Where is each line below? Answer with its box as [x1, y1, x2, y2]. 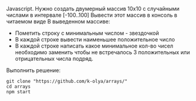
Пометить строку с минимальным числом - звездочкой [14, 29, 159, 37]
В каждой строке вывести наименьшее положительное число [14, 36, 176, 43]
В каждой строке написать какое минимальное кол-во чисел [14, 42, 173, 49]
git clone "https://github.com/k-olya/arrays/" [6, 78, 128, 84]
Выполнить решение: [6, 67, 61, 74]
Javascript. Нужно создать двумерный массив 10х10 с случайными [6, 5, 180, 12]
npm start [6, 89, 31, 95]
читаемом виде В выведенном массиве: [6, 18, 111, 25]
